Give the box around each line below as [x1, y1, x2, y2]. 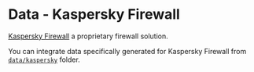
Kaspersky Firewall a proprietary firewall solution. [8, 31, 169, 41]
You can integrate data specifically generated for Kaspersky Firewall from [8, 46, 247, 56]
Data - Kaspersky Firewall [8, 5, 181, 23]
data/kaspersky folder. [8, 55, 80, 64]
